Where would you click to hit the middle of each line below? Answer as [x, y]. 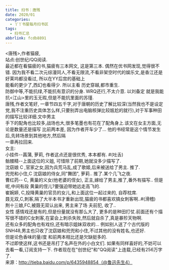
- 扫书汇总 [20, 33]
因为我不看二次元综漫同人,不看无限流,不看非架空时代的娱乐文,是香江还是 [88, 72]
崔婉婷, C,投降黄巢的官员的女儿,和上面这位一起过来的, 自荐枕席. [72, 192]
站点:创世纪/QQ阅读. [26, 59]
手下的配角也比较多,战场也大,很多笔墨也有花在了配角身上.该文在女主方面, [81, 123]
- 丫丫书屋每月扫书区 [29, 24]
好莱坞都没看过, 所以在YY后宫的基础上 [45, 79]
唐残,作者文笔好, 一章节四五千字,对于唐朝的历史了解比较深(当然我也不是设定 [84, 104]
